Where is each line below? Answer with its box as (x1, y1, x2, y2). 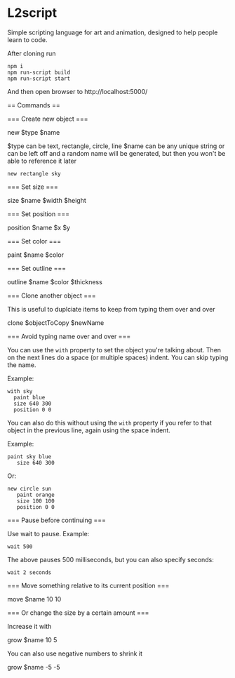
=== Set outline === (7, 264, 67, 272)
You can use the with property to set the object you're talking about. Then (7, 345, 222, 354)
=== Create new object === (7, 114, 89, 123)
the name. (7, 360, 36, 369)
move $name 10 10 (7, 594, 62, 603)
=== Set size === (7, 182, 58, 191)
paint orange (16, 491, 55, 498)
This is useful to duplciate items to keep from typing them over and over (7, 305, 215, 313)
